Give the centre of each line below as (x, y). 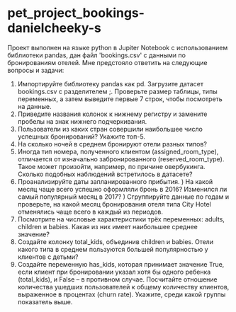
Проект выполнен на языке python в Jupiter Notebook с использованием (118, 47)
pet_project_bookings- (76, 13)
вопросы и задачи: (36, 70)
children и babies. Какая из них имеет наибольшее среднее (108, 226)
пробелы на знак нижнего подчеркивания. (82, 121)
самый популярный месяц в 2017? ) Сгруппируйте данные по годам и (123, 197)
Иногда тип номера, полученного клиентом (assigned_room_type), (118, 151)
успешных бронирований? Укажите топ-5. (81, 137)
